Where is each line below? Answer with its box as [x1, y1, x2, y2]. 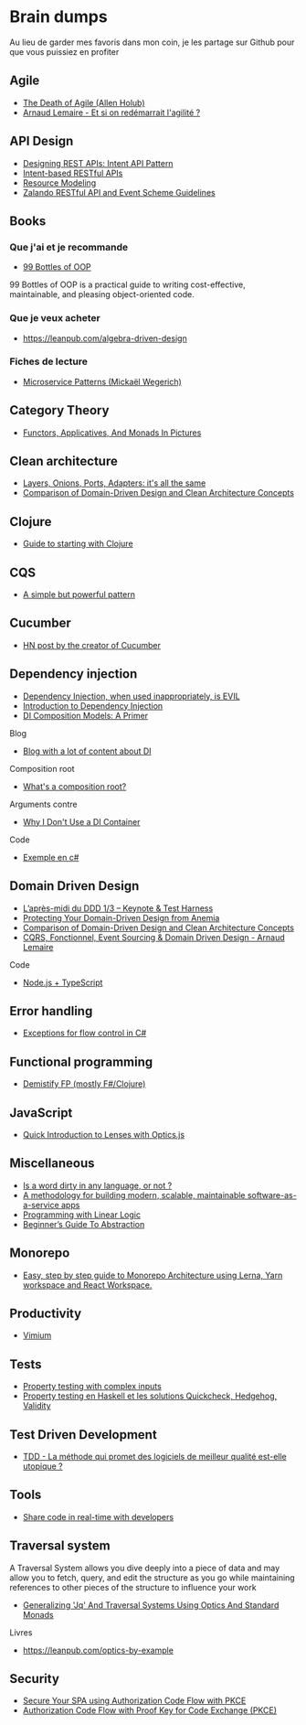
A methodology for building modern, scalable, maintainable [22, 1189, 246, 1200]
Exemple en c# [22, 852, 79, 862]
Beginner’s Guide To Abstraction [22, 1218, 145, 1229]
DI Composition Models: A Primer [22, 710, 149, 721]
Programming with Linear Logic [22, 1209, 142, 1220]
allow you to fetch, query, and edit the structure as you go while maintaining [9, 1571, 295, 1583]
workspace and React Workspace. [22, 1279, 153, 1291]
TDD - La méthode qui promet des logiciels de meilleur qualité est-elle [22, 1452, 287, 1462]
